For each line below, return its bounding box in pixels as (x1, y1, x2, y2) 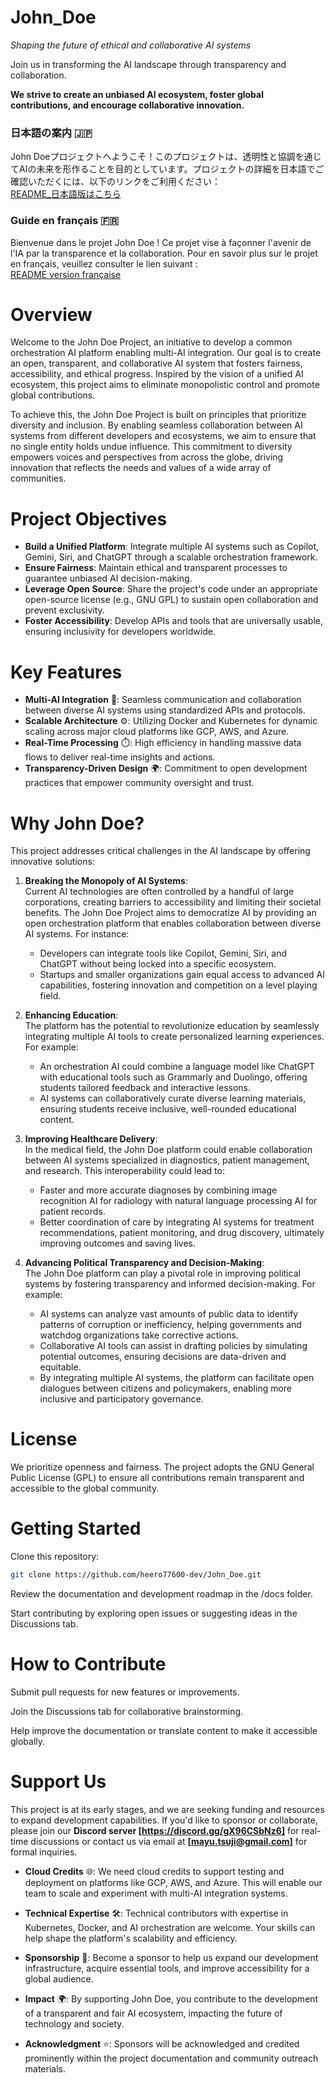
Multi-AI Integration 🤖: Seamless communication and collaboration (24, 694, 302, 706)
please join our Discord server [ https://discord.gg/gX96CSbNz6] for (10, 1824, 300, 1836)
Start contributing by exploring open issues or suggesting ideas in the (10, 1607, 298, 1620)
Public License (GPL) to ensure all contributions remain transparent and (10, 1472, 305, 1484)
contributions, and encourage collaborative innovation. (10, 99, 245, 111)
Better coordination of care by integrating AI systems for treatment (39, 1216, 315, 1228)
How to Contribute (10, 1653, 167, 1676)
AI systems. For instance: (24, 928, 130, 940)
